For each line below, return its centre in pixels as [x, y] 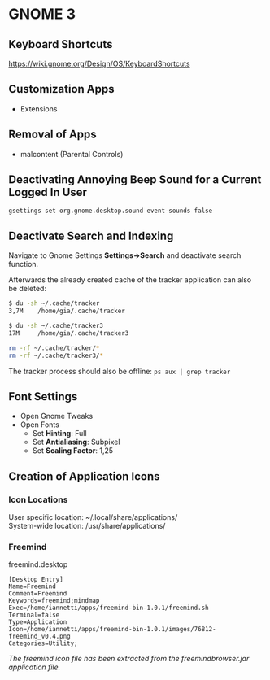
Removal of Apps [53, 135]
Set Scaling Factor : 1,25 [73, 451]
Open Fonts [39, 425]
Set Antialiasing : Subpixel [76, 442]
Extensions [39, 109]
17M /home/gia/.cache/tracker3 [69, 333]
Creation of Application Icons [84, 476]
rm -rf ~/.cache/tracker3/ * [56, 355]
